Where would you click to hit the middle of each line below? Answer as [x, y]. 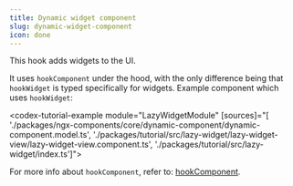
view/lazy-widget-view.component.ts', [81, 145]
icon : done [30, 35]
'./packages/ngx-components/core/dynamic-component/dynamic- [135, 125]
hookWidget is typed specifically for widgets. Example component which [144, 88]
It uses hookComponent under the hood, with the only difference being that [146, 78]
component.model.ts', [50, 135]
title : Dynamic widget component [73, 18]
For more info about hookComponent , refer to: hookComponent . [125, 172]
